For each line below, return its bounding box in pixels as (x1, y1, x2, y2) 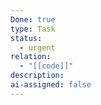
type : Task (10, 24, 56, 34)
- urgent (19, 42, 56, 53)
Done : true (10, 14, 56, 25)
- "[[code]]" (19, 61, 74, 71)
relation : (10, 52, 52, 62)
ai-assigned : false (10, 80, 92, 90)
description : (10, 71, 65, 81)
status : (10, 33, 43, 43)
